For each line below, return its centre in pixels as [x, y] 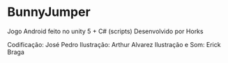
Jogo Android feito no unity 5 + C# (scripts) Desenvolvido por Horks [105, 31]
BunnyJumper [49, 12]
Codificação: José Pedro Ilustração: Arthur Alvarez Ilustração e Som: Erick [114, 44]
